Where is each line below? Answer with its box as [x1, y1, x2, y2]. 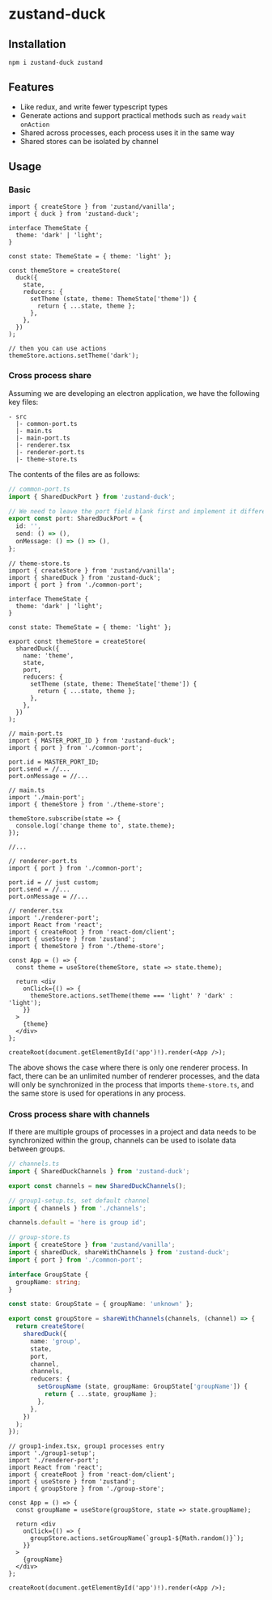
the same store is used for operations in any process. [8, 1088, 186, 1098]
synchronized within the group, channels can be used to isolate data [8, 1135, 236, 1146]
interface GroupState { [8, 1270, 89, 1279]
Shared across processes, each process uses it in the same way [19, 127, 235, 138]
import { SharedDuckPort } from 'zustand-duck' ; [8, 492, 176, 500]
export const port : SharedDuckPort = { [8, 515, 143, 523]
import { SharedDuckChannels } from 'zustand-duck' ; [8, 1167, 190, 1175]
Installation [8, 37, 66, 51]
